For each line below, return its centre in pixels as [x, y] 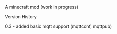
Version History [21, 17]
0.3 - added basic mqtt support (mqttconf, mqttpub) [59, 26]
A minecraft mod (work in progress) [42, 7]
